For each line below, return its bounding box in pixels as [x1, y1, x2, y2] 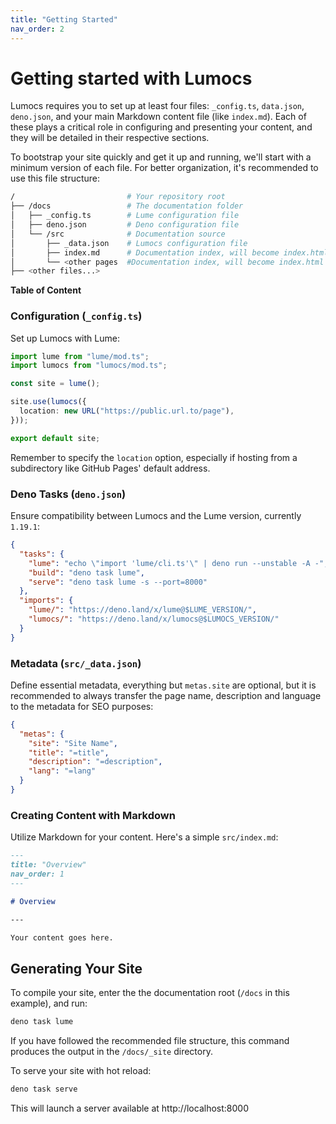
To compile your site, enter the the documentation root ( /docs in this [10, 987, 290, 999]
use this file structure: [10, 172, 101, 185]
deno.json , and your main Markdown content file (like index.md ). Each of [10, 111, 307, 123]
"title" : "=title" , [28, 747, 110, 758]
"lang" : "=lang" [28, 766, 97, 776]
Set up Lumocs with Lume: [10, 332, 120, 344]
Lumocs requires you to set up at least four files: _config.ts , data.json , [10, 100, 305, 112]
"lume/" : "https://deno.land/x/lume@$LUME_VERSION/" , [28, 605, 257, 615]
